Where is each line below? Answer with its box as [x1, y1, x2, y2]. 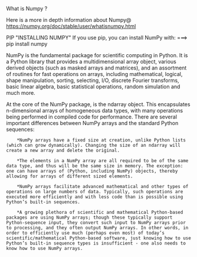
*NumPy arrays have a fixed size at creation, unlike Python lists [17, 137, 186, 143]
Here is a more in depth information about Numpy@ [6, 17, 132, 23]
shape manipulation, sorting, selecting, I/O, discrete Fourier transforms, [6, 77, 179, 84]
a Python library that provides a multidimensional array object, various [6, 58, 177, 65]
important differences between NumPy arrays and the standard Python [6, 120, 179, 126]
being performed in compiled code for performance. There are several [6, 113, 178, 120]
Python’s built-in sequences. [6, 199, 81, 205]
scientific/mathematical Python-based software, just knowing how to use [6, 235, 192, 241]
